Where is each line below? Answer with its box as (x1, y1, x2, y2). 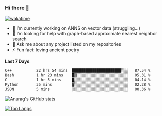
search (12, 36, 27, 42)
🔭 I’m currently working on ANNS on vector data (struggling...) (12, 25, 141, 31)
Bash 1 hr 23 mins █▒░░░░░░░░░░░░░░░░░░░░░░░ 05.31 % (5, 73, 151, 78)
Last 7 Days (5, 58, 30, 64)
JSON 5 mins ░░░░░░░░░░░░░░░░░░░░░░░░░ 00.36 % (5, 87, 151, 92)
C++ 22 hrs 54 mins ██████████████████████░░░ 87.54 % (5, 68, 151, 73)
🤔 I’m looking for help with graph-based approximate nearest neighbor (12, 31, 157, 37)
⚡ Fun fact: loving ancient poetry (12, 47, 80, 53)
